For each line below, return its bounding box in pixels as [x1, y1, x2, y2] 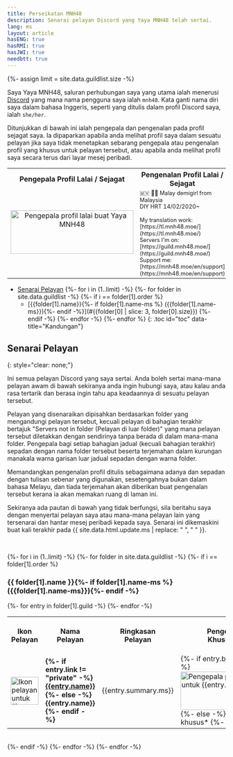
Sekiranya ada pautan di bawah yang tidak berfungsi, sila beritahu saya [7, 504, 212, 512]
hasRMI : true [7, 42, 45, 49]
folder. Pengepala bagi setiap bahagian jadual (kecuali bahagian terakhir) [7, 440, 216, 448]
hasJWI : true [7, 49, 45, 56]
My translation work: [139, 216, 193, 223]
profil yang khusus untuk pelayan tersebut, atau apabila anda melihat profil [7, 145, 221, 154]
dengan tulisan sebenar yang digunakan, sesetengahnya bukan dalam [7, 475, 207, 484]
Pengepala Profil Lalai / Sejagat [19, 174, 125, 184]
